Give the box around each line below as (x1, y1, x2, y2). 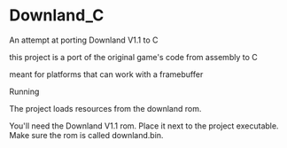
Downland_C (9, 5, 105, 26)
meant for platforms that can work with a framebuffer (9, 68, 204, 80)
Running (9, 86, 40, 97)
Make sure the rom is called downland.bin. (9, 129, 164, 140)
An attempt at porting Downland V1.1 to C (9, 35, 159, 45)
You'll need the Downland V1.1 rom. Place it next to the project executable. (9, 121, 279, 131)
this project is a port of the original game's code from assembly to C (9, 51, 259, 62)
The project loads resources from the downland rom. (9, 103, 202, 113)
